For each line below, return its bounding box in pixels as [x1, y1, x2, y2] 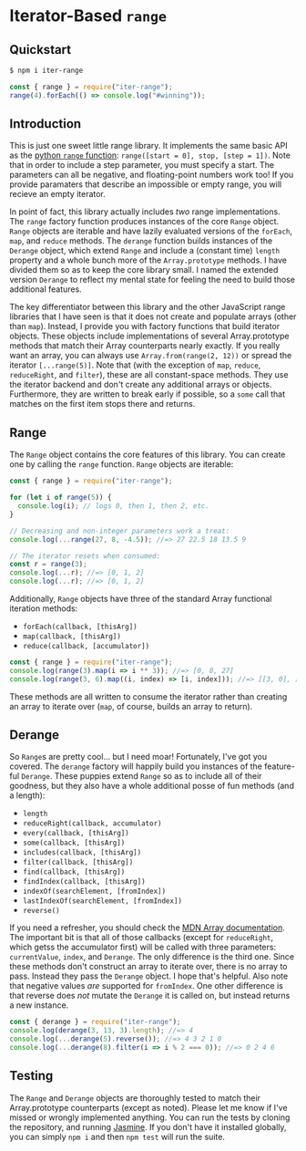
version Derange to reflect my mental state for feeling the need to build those [9, 275, 296, 285]
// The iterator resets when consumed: [9, 551, 161, 561]
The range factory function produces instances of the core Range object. [9, 216, 280, 227]
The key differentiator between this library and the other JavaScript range [9, 302, 286, 313]
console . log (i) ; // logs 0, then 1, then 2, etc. [17, 502, 209, 511]
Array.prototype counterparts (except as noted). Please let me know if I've [9, 1102, 289, 1113]
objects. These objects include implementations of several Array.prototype [9, 330, 290, 342]
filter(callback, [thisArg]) [22, 858, 134, 867]
